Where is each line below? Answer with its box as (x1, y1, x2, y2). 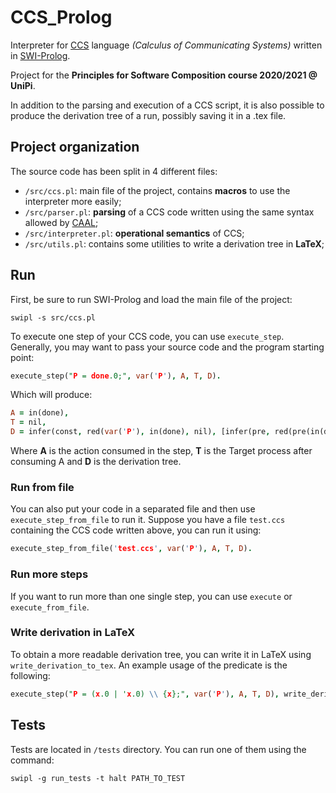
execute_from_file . (10, 601, 90, 613)
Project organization (10, 139, 140, 156)
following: (10, 669, 51, 681)
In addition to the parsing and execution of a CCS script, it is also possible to (10, 99, 325, 111)
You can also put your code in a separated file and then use (10, 503, 256, 515)
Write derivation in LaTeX (10, 626, 136, 640)
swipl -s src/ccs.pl (10, 312, 97, 323)
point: (10, 351, 35, 363)
